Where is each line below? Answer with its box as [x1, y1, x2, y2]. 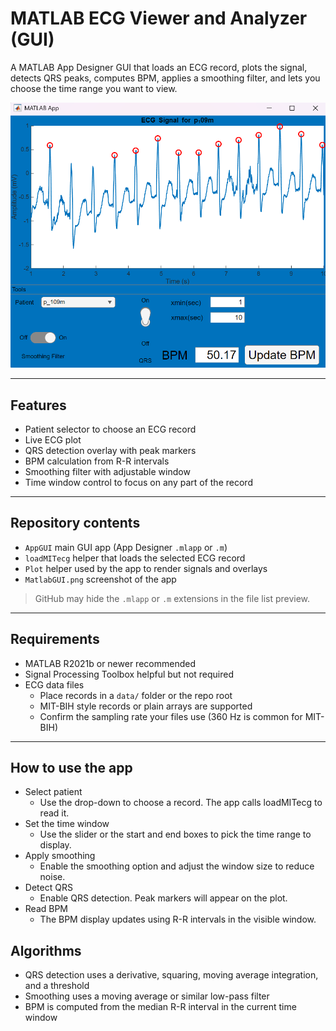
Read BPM [24, 903, 69, 915]
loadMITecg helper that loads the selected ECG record [24, 552, 246, 564]
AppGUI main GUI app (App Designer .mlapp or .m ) [24, 541, 228, 553]
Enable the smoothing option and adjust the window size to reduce [39, 860, 315, 872]
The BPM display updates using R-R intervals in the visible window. [39, 913, 317, 926]
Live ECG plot [24, 434, 82, 446]
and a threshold [24, 980, 90, 992]
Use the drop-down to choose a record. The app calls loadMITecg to [39, 797, 323, 809]
